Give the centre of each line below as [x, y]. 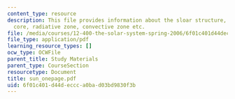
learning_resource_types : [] [50, 46]
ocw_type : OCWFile [34, 53]
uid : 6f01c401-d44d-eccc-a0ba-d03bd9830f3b [72, 85]
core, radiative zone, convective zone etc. [79, 26]
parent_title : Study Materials [53, 59]
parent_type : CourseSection [48, 66]
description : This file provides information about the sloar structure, [117, 20]
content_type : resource [42, 14]
